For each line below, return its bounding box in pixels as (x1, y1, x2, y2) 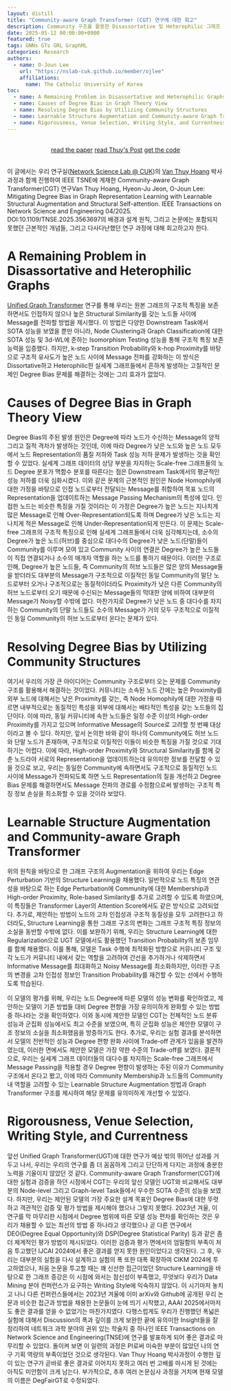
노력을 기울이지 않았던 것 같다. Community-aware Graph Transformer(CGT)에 (7, 1169, 221, 1178)
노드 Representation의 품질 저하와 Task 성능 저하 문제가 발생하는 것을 (19, 450, 208, 459)
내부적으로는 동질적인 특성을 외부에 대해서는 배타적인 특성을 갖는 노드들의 (19, 703, 217, 712)
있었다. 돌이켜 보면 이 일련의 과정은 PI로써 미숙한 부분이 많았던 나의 (32, 1342, 212, 1350)
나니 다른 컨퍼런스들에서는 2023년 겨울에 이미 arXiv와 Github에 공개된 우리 (14, 1290, 217, 1298)
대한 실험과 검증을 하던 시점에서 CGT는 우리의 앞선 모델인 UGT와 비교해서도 (7, 1178, 210, 1186)
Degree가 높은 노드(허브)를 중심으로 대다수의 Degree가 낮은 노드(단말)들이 (7, 536, 208, 545)
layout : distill (7, 10, 54, 17)
